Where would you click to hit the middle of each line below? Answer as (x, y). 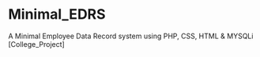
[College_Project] (36, 44)
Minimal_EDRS (57, 14)
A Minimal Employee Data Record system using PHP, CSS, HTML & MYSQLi (131, 36)
